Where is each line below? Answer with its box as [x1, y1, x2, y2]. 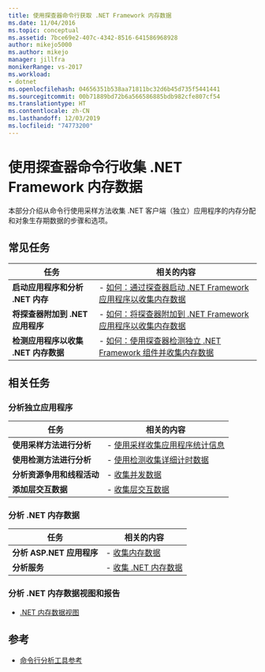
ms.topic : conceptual [8, 26, 80, 34]
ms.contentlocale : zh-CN [8, 108, 90, 115]
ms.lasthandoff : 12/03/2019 [8, 115, 101, 123]
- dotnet [8, 77, 37, 85]
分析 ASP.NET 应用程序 [12, 547, 99, 558]
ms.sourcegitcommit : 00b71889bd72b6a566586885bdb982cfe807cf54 [8, 92, 221, 100]
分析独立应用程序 [8, 402, 73, 413]
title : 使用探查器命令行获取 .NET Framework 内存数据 [8, 11, 172, 20]
